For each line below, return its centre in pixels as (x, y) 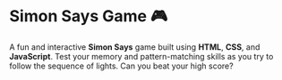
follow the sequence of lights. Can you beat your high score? (122, 66)
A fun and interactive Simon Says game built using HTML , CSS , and (135, 47)
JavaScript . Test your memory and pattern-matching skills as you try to (141, 56)
